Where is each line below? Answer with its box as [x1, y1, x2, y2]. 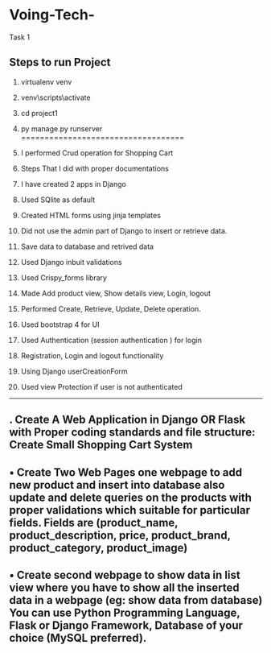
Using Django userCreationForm [20, 366, 128, 376]
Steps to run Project [9, 56, 111, 69]
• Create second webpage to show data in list [9, 568, 240, 581]
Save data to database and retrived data [20, 242, 154, 251]
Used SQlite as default [20, 195, 96, 205]
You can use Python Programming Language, [9, 605, 240, 619]
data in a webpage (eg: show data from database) [9, 593, 263, 607]
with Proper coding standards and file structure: [9, 425, 256, 440]
